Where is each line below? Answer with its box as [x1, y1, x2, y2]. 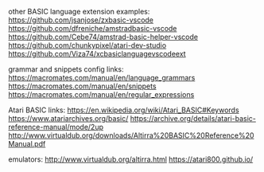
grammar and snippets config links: [8, 64, 125, 74]
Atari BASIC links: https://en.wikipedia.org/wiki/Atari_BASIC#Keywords [8, 105, 240, 115]
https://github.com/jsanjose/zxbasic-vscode [8, 15, 153, 25]
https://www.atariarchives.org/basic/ [8, 114, 129, 123]
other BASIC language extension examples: [8, 7, 150, 16]
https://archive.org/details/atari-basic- [130, 114, 257, 123]
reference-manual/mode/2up [8, 123, 104, 131]
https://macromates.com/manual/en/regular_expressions [8, 90, 195, 99]
